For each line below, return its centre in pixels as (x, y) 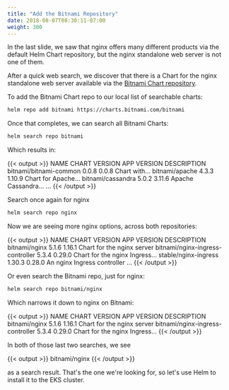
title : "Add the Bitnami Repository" (63, 14)
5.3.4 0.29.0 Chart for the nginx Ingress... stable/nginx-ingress (128, 255)
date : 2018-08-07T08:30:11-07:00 (57, 20)
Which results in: (32, 150)
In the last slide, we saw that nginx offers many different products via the (113, 47)
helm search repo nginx (42, 213)
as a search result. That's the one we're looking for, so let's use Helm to (112, 372)
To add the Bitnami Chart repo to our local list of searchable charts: (105, 97)
